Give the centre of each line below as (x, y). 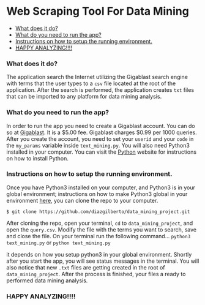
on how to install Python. (38, 158)
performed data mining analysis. (47, 281)
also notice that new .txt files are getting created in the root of (86, 267)
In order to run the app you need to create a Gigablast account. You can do (101, 126)
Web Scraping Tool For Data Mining (98, 11)
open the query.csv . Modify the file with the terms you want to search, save (102, 229)
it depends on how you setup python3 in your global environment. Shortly (99, 254)
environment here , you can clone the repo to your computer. (82, 200)
